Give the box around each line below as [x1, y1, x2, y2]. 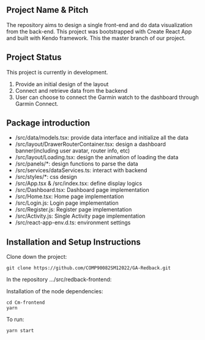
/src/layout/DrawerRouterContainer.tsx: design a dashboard [15, 141, 166, 148]
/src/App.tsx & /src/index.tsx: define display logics [15, 180, 143, 187]
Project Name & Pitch [6, 5, 89, 15]
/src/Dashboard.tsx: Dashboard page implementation [15, 186, 150, 194]
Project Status [6, 52, 62, 63]
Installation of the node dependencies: [6, 288, 103, 295]
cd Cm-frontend [6, 299, 45, 306]
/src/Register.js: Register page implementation [15, 206, 132, 213]
